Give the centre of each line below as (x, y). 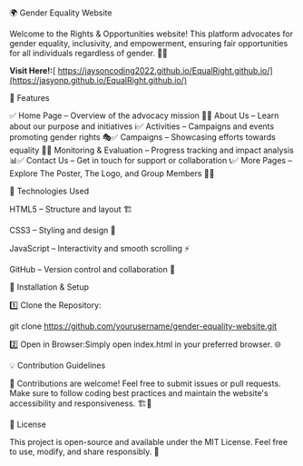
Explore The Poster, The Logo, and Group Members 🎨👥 (112, 174)
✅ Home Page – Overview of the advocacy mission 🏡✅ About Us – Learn (144, 115)
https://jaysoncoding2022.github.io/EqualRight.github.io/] (166, 70)
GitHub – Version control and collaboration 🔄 (92, 269)
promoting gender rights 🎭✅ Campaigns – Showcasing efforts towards (143, 137)
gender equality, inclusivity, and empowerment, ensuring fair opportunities (149, 43)
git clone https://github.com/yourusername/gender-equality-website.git (143, 326)
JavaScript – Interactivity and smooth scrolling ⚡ (100, 248)
